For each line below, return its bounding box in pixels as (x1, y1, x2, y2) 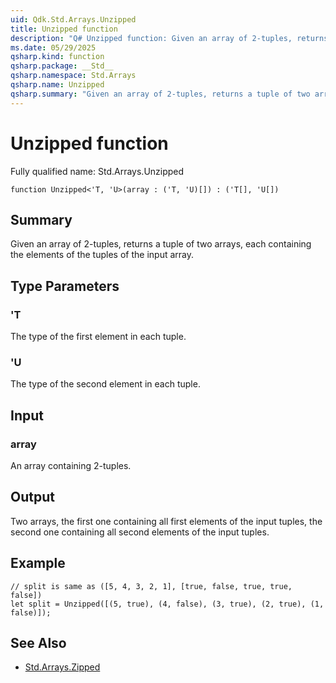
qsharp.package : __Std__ (10, 61, 114, 71)
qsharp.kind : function (10, 52, 105, 62)
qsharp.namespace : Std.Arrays (10, 71, 137, 81)
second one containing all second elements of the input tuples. (10, 526, 270, 538)
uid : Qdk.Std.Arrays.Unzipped (10, 14, 137, 25)
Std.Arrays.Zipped (24, 661, 101, 673)
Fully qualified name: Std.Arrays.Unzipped (10, 165, 185, 177)
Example (10, 555, 66, 572)
